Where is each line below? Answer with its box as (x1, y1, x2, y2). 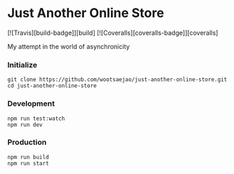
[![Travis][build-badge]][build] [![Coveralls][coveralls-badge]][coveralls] (7, 28, 218, 37)
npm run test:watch (7, 115, 65, 122)
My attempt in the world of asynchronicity (7, 42, 130, 50)
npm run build (7, 153, 50, 161)
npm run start (7, 160, 50, 167)
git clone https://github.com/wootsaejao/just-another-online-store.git (7, 76, 228, 83)
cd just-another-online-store (7, 82, 97, 89)
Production (7, 137, 47, 147)
